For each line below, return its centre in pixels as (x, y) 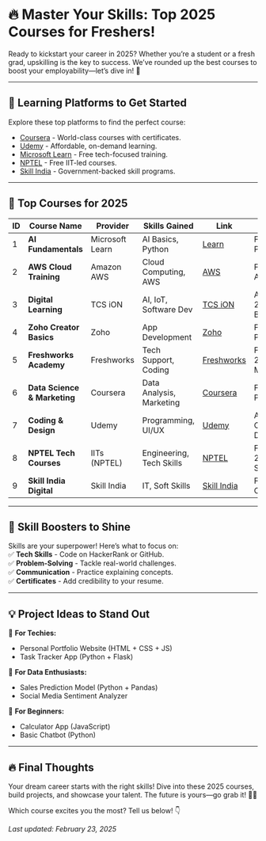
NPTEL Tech (51, 453)
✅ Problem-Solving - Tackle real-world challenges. (92, 563)
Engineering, (166, 453)
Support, (158, 360)
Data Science (54, 387)
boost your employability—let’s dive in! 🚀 (74, 70)
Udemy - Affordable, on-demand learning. (88, 146)
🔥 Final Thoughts (51, 767)
